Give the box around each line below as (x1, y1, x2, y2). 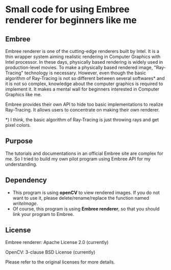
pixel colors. (5, 122, 31, 128)
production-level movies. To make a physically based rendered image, (5, 65, 153, 70)
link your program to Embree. (12, 211, 75, 217)
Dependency (5, 176, 47, 184)
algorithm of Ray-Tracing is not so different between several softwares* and (5, 75, 165, 81)
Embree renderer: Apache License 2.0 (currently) (5, 239, 109, 246)
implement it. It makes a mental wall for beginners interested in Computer (5, 86, 160, 92)
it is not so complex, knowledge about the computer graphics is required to (5, 80, 163, 87)
